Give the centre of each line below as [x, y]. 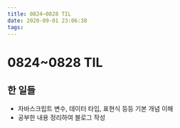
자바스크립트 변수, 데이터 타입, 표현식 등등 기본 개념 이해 [95, 109]
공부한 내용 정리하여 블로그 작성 [61, 117]
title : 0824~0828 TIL [39, 14]
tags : [15, 27]
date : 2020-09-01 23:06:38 [47, 21]
